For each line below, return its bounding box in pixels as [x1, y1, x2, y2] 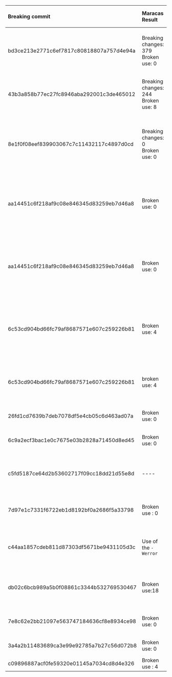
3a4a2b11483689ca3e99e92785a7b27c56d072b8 [8, 642, 137, 649]
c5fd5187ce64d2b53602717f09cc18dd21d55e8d [8, 470, 135, 477]
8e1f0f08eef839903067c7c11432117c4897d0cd [8, 141, 134, 147]
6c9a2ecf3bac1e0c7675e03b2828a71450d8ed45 [8, 437, 135, 444]
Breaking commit [8, 13, 51, 20]
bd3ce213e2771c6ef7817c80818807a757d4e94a [8, 47, 136, 54]
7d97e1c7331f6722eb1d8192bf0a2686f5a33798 [8, 507, 134, 513]
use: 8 [141, 103, 157, 111]
